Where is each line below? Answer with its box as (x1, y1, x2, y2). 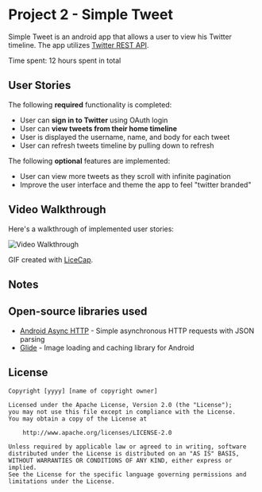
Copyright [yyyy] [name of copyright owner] (8, 387, 158, 395)
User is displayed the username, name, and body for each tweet (19, 132, 230, 141)
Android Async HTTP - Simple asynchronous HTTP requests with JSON (19, 326, 255, 335)
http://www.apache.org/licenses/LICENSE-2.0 (22, 428, 172, 436)
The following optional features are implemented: (8, 156, 171, 165)
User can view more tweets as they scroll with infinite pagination (19, 171, 232, 180)
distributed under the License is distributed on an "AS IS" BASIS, (8, 449, 240, 458)
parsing (19, 334, 45, 343)
